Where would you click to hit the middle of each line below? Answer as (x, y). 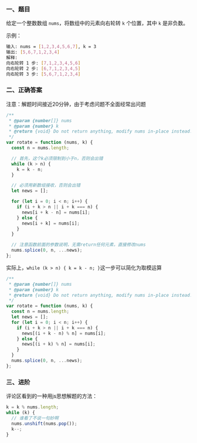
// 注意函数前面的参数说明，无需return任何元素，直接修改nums (79, 245)
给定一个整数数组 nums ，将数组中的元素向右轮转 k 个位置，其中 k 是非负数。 (97, 23)
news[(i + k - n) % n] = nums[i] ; (64, 333)
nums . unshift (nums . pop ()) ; (44, 424)
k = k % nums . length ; (33, 407)
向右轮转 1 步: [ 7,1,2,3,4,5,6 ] (43, 63)
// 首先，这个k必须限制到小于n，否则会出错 (57, 158)
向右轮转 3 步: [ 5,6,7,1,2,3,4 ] (43, 74)
